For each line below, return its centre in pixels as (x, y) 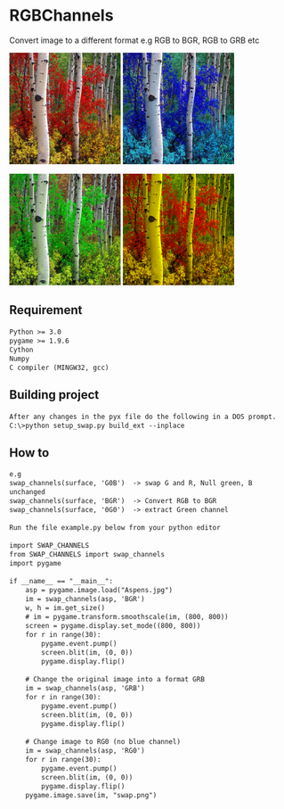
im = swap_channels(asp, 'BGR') (85, 599)
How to (29, 453)
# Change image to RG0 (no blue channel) (103, 742)
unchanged (28, 492)
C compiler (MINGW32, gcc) (59, 367)
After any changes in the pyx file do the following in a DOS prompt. (143, 417)
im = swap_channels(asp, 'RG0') (85, 751)
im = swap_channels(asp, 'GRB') (85, 689)
